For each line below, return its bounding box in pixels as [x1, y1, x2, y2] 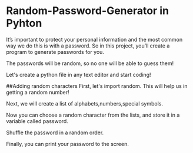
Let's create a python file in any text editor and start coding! [6, 71, 151, 78]
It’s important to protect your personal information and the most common [6, 36, 183, 43]
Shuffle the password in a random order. [6, 129, 104, 136]
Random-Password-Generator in [6, 4, 169, 18]
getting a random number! [6, 89, 69, 96]
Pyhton [6, 16, 42, 30]
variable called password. [6, 117, 69, 124]
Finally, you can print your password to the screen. [6, 140, 129, 147]
